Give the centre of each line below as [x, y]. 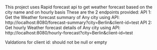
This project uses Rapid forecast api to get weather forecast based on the [79, 7]
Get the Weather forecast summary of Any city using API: [62, 17]
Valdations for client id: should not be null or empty [56, 42]
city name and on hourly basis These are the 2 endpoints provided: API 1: [78, 12]
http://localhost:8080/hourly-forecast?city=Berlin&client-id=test [69, 33]
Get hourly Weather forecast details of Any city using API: [63, 28]
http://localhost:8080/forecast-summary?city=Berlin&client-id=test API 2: [78, 22]
